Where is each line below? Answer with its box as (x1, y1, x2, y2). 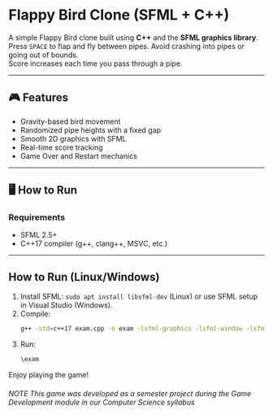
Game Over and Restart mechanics (19, 151, 138, 160)
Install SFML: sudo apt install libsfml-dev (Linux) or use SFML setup (19, 291, 258, 302)
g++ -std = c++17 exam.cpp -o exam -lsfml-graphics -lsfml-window (19, 325, 243, 333)
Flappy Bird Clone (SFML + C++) (8, 6, 230, 24)
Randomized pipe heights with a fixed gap (19, 124, 161, 135)
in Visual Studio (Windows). (19, 300, 113, 310)
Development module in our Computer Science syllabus (8, 397, 195, 407)
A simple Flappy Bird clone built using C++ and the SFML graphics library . (8, 33, 258, 42)
